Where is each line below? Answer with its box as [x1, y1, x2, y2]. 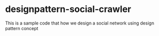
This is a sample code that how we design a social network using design [5, 20, 154, 26]
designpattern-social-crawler [5, 3, 131, 15]
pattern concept [5, 25, 38, 31]
